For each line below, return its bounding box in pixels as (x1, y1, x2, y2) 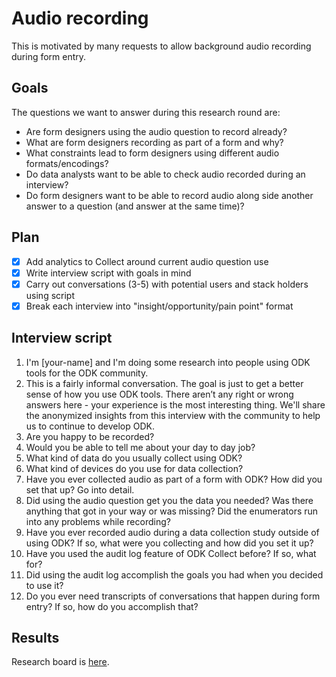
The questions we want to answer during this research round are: (11, 106, 281, 118)
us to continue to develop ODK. (25, 420, 155, 432)
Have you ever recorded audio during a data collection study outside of (25, 526, 320, 538)
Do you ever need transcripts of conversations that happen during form (25, 590, 321, 602)
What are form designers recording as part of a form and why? (25, 136, 284, 148)
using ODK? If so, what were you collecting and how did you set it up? (25, 537, 314, 549)
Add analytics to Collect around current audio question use (25, 255, 269, 267)
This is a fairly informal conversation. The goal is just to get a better (25, 377, 304, 389)
